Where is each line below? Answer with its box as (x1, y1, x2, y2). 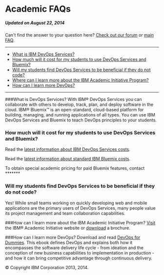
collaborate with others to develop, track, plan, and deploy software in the (5, 101, 154, 108)
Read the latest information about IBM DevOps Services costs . (5, 146, 130, 152)
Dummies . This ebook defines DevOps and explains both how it (5, 239, 133, 245)
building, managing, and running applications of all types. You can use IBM (5, 112, 155, 118)
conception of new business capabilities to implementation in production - (5, 250, 155, 255)
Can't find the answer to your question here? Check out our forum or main (5, 32, 154, 38)
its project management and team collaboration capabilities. (5, 210, 125, 216)
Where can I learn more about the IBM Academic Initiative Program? (12, 77, 149, 83)
